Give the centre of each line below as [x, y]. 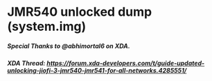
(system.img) [47, 26]
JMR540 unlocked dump [80, 12]
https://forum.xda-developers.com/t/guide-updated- [125, 63]
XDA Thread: [26, 63]
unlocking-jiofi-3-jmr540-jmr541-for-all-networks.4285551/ [97, 71]
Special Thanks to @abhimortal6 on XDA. [69, 46]
